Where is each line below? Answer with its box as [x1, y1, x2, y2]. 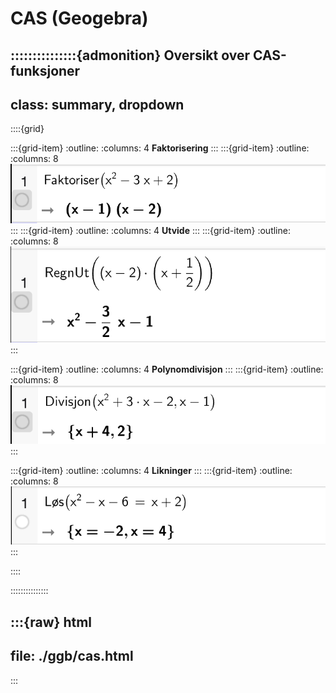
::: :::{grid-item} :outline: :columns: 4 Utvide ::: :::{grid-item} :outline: [10, 224, 291, 236]
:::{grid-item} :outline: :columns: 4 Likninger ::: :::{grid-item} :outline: [10, 465, 293, 476]
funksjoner [10, 62, 81, 79]
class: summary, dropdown [10, 96, 185, 113]
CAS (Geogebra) [10, 7, 149, 30]
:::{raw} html [10, 613, 93, 631]
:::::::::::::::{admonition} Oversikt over [10, 47, 250, 64]
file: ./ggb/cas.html [10, 648, 134, 665]
